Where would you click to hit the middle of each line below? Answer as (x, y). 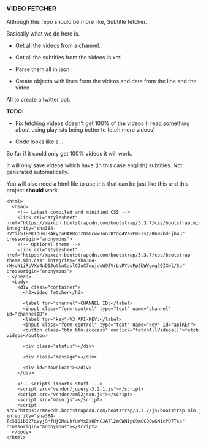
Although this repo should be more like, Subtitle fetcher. (77, 22)
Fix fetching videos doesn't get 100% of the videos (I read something (102, 123)
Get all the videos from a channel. (58, 46)
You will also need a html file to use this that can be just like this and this (97, 184)
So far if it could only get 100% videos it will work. (70, 154)
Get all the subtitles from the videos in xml (68, 58)
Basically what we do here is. (43, 34)
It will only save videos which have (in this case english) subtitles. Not (94, 165)
